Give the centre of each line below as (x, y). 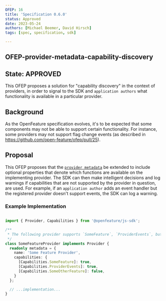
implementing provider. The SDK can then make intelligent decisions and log (83, 177)
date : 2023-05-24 (23, 24)
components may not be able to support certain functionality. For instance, (81, 129)
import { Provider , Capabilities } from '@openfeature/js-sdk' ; (73, 221)
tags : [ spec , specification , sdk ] (41, 33)
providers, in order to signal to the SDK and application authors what (76, 91)
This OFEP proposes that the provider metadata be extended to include (78, 167)
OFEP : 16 (14, 10)
